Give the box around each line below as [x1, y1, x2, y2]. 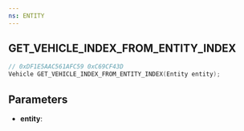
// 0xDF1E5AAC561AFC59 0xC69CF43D [8, 63, 124, 71]
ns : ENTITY [8, 11, 45, 20]
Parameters [8, 92, 68, 106]
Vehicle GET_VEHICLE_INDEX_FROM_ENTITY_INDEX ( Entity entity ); [8, 70, 221, 79]
